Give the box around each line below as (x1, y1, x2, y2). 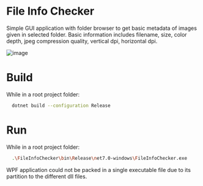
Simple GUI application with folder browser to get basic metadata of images (6, 24, 197, 32)
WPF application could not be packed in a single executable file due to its (6, 166, 191, 173)
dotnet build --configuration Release (12, 102, 111, 109)
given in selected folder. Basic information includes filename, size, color (6, 30, 188, 38)
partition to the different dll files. (6, 173, 87, 180)
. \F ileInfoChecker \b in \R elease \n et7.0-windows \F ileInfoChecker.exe (12, 155, 188, 161)
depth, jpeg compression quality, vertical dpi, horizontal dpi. (6, 37, 158, 45)
